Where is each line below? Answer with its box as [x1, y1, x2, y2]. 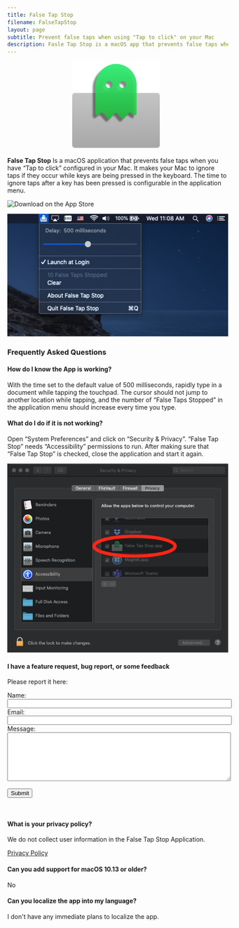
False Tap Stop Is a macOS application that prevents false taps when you [7, 157, 219, 165]
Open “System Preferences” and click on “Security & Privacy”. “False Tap [7, 434, 219, 443]
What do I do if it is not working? [7, 419, 103, 428]
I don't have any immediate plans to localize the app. [7, 912, 159, 920]
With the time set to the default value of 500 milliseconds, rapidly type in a [7, 380, 222, 389]
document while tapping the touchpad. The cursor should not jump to [7, 388, 208, 396]
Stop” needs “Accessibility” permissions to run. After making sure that [7, 442, 209, 450]
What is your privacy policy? [7, 819, 93, 828]
